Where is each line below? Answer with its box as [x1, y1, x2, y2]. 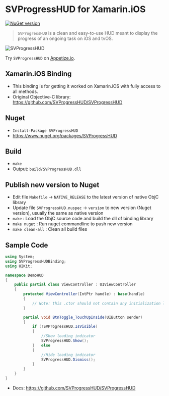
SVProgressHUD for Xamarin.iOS [5, 4, 146, 15]
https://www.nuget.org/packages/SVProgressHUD [12, 132, 117, 138]
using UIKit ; [5, 264, 33, 269]
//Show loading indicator [41, 333, 96, 339]
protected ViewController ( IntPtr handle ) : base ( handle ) [23, 291, 145, 296]
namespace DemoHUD [5, 273, 44, 278]
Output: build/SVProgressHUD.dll [12, 166, 81, 172]
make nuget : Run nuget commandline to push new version [12, 221, 133, 227]
